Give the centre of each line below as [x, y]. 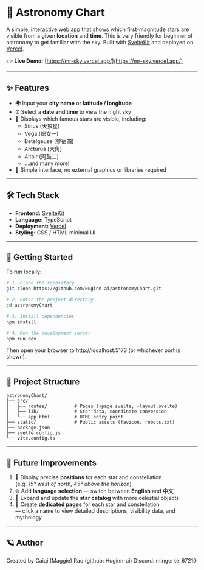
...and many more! [47, 163]
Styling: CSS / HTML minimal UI [55, 232]
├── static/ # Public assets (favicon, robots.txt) [90, 423]
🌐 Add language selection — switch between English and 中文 [94, 491]
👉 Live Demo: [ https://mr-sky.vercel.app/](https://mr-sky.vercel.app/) [95, 61]
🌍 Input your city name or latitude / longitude [73, 103]
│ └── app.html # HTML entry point [65, 417]
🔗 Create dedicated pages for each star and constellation [87, 504]
